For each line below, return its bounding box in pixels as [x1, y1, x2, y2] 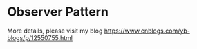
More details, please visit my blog [7, 27, 103, 35]
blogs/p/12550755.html [7, 33, 73, 42]
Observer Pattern [7, 4, 109, 20]
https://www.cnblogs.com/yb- [104, 27, 190, 35]
